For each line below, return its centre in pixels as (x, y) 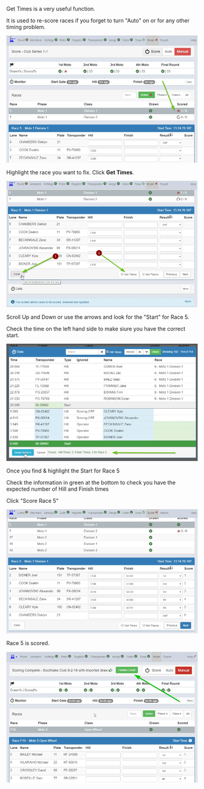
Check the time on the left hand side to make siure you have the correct (96, 329)
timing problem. (26, 27)
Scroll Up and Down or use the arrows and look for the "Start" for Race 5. (98, 317)
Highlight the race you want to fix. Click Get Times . (70, 172)
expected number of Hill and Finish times (58, 489)
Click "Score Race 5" (32, 501)
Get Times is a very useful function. (51, 9)
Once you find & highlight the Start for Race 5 (63, 471)
